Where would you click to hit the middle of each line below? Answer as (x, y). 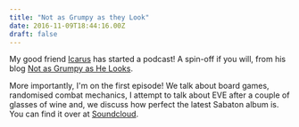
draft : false (33, 34)
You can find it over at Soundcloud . (74, 114)
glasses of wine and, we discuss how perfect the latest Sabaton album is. (144, 105)
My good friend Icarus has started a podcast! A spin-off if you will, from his (148, 60)
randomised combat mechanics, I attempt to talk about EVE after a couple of (149, 95)
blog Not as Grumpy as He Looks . (71, 68)
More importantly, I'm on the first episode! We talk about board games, (139, 86)
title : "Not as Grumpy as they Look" (79, 17)
